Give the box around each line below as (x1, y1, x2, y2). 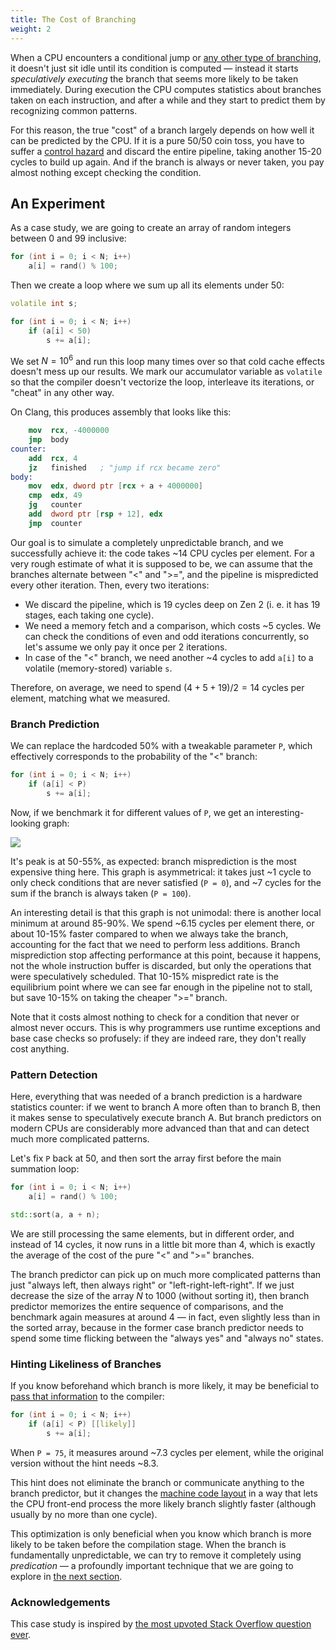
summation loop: (10, 1163, 80, 1175)
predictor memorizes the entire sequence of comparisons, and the (10, 1300, 284, 1312)
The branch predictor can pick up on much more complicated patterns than (10, 1268, 322, 1280)
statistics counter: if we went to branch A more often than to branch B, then (10, 1101, 321, 1113)
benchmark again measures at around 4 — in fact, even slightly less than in (10, 1311, 321, 1323)
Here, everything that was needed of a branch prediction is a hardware (10, 1091, 303, 1103)
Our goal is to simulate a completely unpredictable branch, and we (10, 536, 284, 548)
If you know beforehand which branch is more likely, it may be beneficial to (10, 1379, 320, 1391)
